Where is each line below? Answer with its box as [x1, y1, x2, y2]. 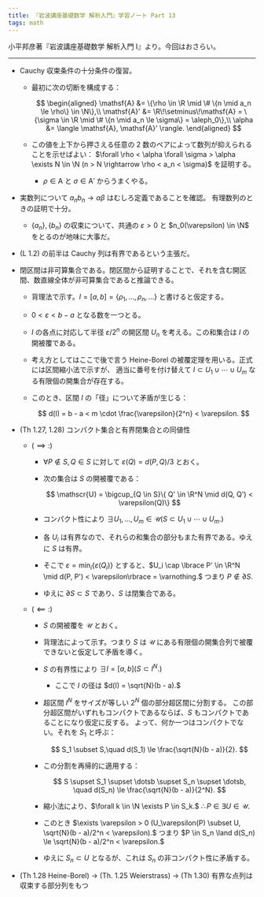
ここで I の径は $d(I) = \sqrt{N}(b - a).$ [54, 681, 181, 690]
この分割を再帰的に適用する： [42, 761, 140, 770]
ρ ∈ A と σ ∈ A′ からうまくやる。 [42, 176, 152, 185]
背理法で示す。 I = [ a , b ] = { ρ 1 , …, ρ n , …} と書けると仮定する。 [31, 292, 228, 303]
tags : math [8, 19, 44, 27]
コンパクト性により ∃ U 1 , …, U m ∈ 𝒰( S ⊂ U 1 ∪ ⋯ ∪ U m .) [42, 514, 224, 525]
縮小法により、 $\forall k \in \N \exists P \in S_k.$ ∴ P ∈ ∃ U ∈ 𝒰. [42, 801, 250, 810]
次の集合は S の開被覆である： [42, 474, 141, 483]
